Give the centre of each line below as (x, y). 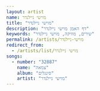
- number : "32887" (35, 62)
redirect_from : (25, 45)
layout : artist (25, 12)
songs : (14, 56)
